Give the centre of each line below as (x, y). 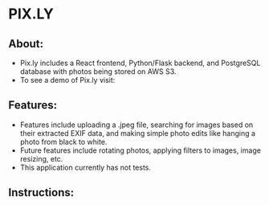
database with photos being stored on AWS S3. (98, 72)
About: (26, 44)
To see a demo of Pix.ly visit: (67, 80)
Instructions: (41, 193)
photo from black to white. (63, 141)
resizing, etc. (41, 158)
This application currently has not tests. (85, 167)
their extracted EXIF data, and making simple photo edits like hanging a (137, 133)
